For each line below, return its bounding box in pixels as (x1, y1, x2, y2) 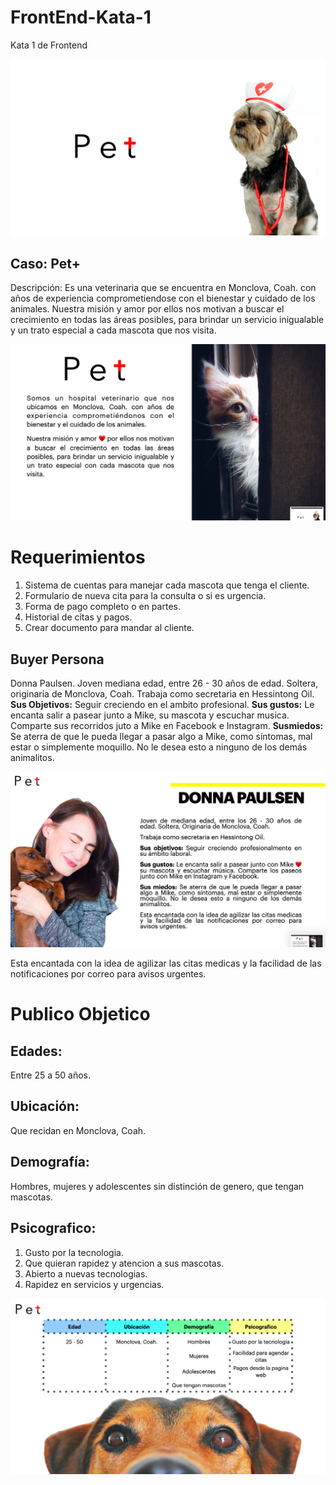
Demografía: (10, 1154, 90, 1171)
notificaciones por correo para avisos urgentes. (10, 968, 207, 980)
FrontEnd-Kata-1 (10, 6, 152, 29)
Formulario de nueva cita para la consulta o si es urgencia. (24, 590, 267, 602)
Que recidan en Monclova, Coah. (10, 1124, 147, 1136)
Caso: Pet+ (10, 255, 81, 272)
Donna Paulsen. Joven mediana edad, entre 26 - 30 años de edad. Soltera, (10, 677, 319, 690)
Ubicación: (10, 1098, 80, 1115)
